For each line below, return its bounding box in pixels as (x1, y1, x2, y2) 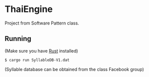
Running (4, 34, 32, 43)
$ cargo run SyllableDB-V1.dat (4, 57, 70, 62)
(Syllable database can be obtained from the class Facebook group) (4, 66, 144, 72)
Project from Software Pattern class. (4, 20, 79, 26)
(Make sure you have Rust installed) (4, 47, 78, 53)
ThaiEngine (4, 3, 53, 15)
